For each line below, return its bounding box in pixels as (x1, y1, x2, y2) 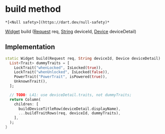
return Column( (9, 97, 41, 102)
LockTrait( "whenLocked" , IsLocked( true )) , (14, 65, 103, 70)
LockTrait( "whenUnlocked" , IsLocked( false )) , (14, 70, 110, 75)
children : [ (14, 101, 39, 107)
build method (5, 3, 61, 15)
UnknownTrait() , (14, 79, 48, 84)
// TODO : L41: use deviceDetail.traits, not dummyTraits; (9, 92, 132, 97)
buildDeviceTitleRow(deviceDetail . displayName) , (18, 106, 121, 111)
